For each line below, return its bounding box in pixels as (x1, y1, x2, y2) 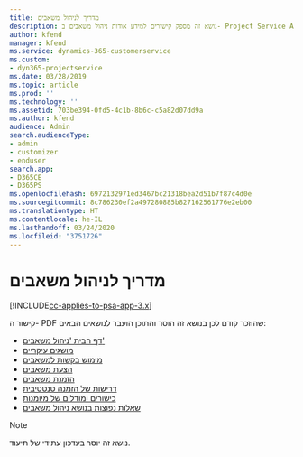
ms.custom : (9, 55, 50, 64)
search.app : (9, 164, 54, 173)
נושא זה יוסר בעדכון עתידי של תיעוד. (9, 437, 131, 448)
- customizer (9, 147, 59, 156)
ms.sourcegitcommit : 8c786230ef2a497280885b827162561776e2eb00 (9, 198, 252, 208)
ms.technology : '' (9, 97, 78, 107)
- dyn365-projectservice (9, 64, 103, 73)
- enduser (9, 155, 47, 165)
